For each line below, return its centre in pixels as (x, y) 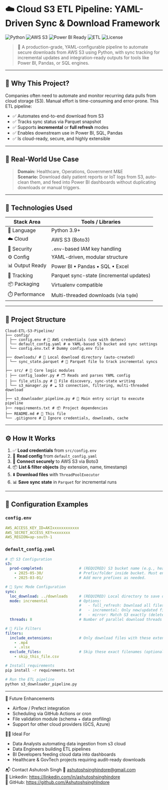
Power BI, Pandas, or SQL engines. (53, 63)
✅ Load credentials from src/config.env (54, 450)
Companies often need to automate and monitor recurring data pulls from (81, 95)
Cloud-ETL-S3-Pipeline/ (30, 331)
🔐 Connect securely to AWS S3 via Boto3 (55, 461)
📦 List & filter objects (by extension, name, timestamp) (70, 467)
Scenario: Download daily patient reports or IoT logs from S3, (81, 177)
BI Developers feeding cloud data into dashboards (64, 754)
